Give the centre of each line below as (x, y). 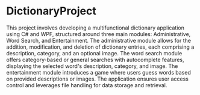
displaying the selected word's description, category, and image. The (92, 66)
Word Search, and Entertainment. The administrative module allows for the (99, 40)
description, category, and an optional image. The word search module (94, 53)
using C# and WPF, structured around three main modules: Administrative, (98, 34)
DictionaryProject (51, 11)
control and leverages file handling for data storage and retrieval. (87, 85)
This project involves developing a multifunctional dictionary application (95, 28)
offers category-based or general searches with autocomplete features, (95, 60)
